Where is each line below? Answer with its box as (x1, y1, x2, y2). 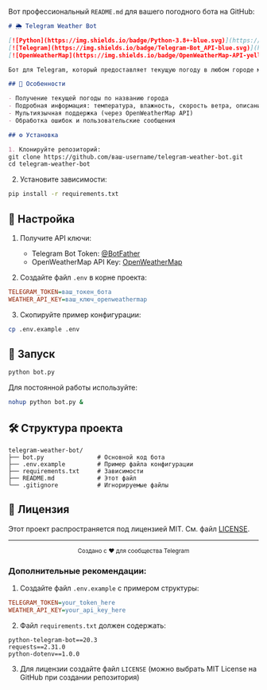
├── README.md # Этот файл (8, 474, 137, 482)
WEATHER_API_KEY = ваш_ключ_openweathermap (8, 295, 148, 304)
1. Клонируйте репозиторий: (8, 145, 102, 154)
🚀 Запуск (8, 347, 56, 361)
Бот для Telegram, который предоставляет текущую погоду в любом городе (8, 65, 254, 74)
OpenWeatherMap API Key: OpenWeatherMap (31, 257, 183, 266)
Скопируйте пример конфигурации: (19, 310, 141, 320)
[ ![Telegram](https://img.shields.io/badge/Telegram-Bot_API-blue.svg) (8, 44, 250, 52)
